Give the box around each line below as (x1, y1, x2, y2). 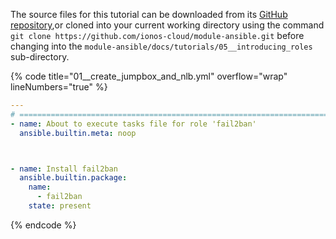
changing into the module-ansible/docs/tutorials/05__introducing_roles (10, 40, 313, 52)
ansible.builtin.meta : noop (19, 128, 137, 138)
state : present (28, 201, 92, 211)
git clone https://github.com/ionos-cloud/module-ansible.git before (10, 30, 305, 41)
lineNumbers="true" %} (10, 81, 108, 93)
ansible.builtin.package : (19, 173, 128, 183)
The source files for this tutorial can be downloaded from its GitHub (10, 9, 288, 20)
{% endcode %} (10, 219, 77, 231)
